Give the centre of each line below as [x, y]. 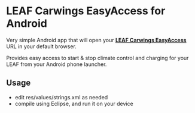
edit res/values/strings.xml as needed [61, 97]
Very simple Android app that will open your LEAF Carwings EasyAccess [96, 40]
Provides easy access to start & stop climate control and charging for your [97, 58]
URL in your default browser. [41, 46]
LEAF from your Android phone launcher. [57, 64]
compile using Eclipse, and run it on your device [74, 103]
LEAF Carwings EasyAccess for [86, 11]
